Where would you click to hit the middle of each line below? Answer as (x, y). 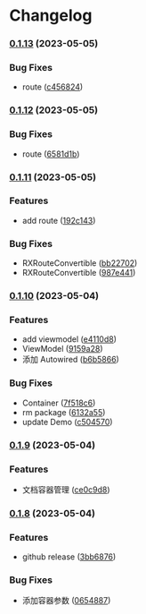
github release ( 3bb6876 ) (69, 557)
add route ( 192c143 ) (59, 220)
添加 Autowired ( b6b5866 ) (71, 360)
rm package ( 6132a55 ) (64, 412)
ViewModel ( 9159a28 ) (62, 349)
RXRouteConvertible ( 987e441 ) (79, 273)
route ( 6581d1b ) (51, 154)
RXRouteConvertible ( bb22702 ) (80, 263)
